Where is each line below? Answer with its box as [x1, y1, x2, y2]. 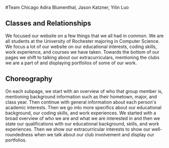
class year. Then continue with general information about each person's [5, 99, 157, 105]
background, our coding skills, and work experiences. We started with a [5, 110, 157, 116]
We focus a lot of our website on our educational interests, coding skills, [5, 43, 157, 50]
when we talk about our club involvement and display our [34, 131, 155, 137]
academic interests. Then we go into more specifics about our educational [5, 104, 162, 110]
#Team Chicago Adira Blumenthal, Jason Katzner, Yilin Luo [5, 5, 129, 10]
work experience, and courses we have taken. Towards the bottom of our [5, 48, 160, 55]
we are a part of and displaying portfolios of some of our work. [5, 60, 137, 66]
